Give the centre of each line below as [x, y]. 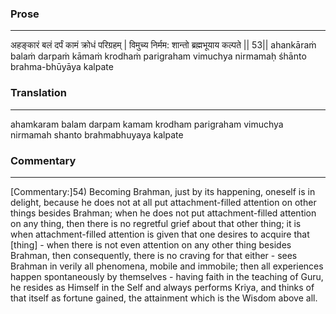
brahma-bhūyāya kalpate [62, 67]
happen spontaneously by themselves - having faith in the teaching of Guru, [167, 276]
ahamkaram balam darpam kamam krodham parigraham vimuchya [147, 124]
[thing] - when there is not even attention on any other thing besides [151, 244]
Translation [38, 93]
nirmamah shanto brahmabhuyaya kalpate [97, 134]
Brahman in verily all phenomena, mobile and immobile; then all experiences [167, 266]
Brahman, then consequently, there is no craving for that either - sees [154, 255]
